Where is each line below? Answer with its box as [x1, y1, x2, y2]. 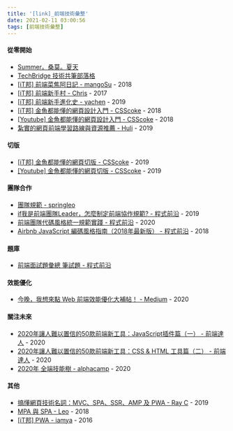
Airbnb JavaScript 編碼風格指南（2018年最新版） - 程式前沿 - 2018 [17, 226, 209, 235]
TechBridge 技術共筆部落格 [17, 71, 96, 80]
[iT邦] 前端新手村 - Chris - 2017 [17, 89, 107, 97]
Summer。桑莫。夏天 [17, 62, 79, 71]
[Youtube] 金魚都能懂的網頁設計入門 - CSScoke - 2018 [17, 115, 174, 123]
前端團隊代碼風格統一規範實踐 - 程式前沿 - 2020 [17, 218, 156, 226]
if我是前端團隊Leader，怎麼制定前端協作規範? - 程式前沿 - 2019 [17, 209, 200, 217]
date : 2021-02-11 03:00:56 [7, 17, 86, 24]
